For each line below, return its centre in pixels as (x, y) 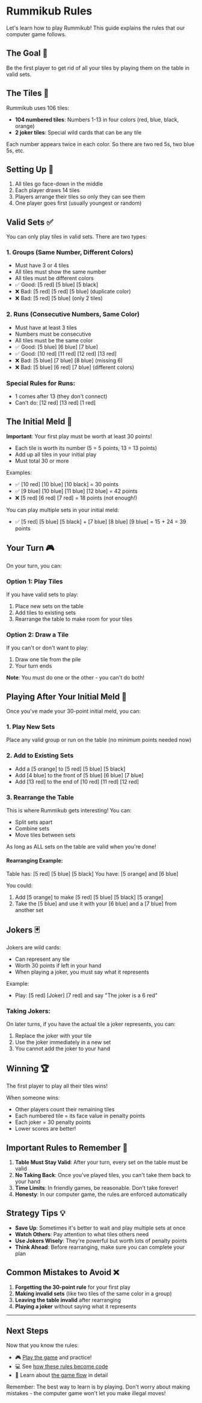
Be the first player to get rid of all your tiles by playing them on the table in (98, 68)
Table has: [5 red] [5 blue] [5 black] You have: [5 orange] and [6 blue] (92, 874)
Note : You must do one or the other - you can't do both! (75, 678)
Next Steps (27, 1331)
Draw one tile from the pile (48, 660)
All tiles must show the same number (61, 272)
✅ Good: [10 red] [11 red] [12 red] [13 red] (66, 353)
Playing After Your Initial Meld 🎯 (67, 697)
